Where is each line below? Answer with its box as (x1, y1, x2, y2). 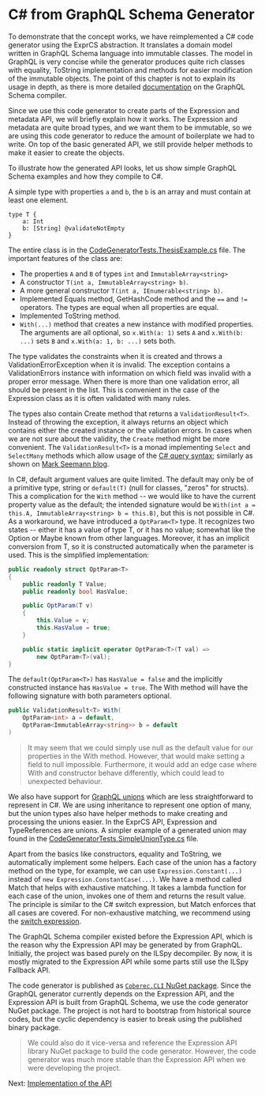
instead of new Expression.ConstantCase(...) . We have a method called (8, 874, 242, 883)
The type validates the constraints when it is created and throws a (8, 351, 223, 361)
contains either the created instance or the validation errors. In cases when (8, 425, 252, 435)
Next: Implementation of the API (8, 1078, 112, 1088)
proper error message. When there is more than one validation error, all (8, 376, 240, 386)
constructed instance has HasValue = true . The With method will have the (8, 682, 248, 693)
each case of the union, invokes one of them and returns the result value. (8, 891, 246, 901)
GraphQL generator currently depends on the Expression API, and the (8, 988, 235, 998)
